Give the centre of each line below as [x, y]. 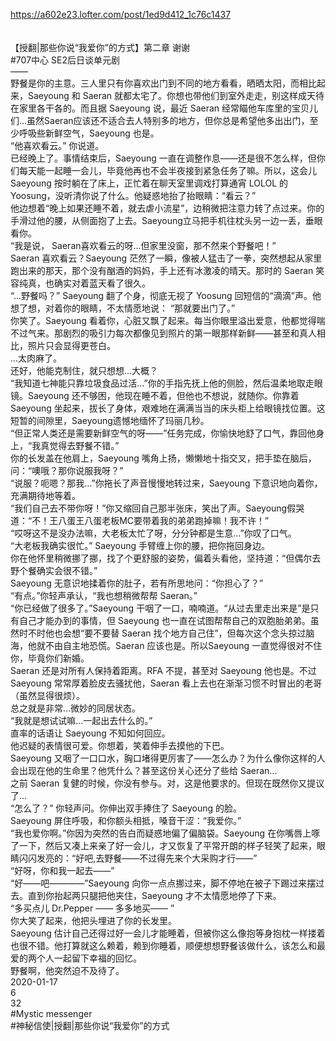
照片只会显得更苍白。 [71, 345]
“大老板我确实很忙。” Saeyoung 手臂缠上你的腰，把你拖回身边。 [140, 545]
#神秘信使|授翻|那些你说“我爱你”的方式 [90, 1025]
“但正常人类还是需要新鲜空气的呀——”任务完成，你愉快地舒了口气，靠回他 [163, 433]
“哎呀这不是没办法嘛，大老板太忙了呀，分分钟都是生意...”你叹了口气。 [153, 533]
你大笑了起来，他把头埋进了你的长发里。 [93, 920]
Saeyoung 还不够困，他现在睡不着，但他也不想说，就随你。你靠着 [163, 395]
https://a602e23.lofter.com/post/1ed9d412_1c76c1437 [121, 14]
